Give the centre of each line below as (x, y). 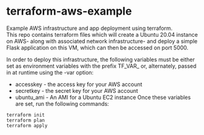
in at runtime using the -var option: (50, 72)
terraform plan (26, 120)
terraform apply (27, 126)
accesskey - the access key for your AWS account (78, 84)
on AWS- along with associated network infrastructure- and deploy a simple (102, 41)
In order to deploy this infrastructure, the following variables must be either (101, 59)
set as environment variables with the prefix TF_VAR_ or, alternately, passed (101, 66)
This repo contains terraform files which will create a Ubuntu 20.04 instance (102, 34)
